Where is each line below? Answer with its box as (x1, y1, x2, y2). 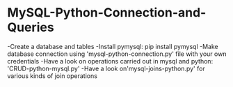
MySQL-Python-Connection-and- (7, 5, 207, 21)
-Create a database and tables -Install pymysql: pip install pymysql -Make (7, 42, 218, 50)
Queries (7, 19, 54, 35)
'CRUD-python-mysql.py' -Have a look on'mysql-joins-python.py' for (7, 64, 205, 72)
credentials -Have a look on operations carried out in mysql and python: (7, 57, 214, 65)
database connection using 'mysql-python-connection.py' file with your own (7, 50, 227, 58)
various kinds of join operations (7, 71, 97, 80)
